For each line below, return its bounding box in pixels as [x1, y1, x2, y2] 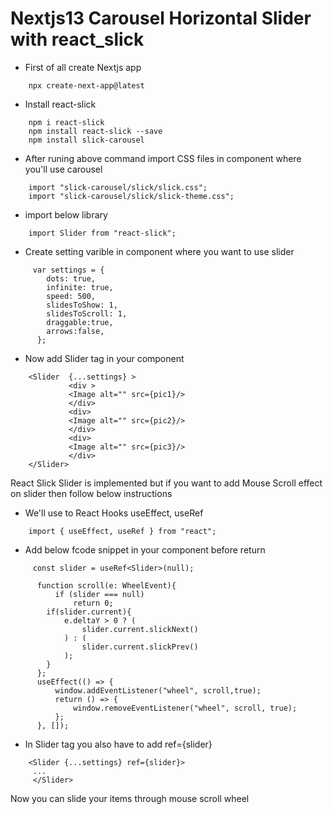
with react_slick [10, 28, 145, 51]
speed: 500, [46, 291, 97, 301]
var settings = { [32, 265, 105, 275]
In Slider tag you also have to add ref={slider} [24, 738, 213, 750]
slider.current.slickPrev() [81, 642, 199, 652]
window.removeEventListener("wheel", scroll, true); [73, 703, 298, 713]
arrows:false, [46, 326, 105, 336]
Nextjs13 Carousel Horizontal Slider [10, 7, 312, 30]
